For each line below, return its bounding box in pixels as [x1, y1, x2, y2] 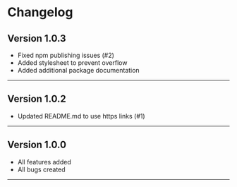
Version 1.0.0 [7, 139, 67, 151]
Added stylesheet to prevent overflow [17, 59, 128, 67]
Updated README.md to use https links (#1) [17, 111, 146, 120]
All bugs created [17, 165, 66, 174]
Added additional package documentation [17, 66, 140, 74]
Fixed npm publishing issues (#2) [17, 51, 115, 59]
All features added [17, 157, 72, 166]
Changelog [7, 4, 73, 20]
